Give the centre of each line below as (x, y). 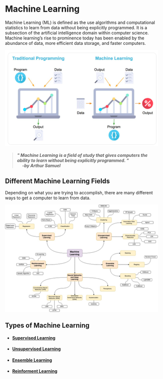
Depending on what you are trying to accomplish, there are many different (79, 193)
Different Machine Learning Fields (57, 181)
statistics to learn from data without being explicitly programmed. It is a (76, 27)
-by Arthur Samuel (41, 166)
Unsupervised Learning (36, 349)
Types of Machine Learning (47, 325)
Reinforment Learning (34, 371)
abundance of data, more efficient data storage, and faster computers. (76, 43)
